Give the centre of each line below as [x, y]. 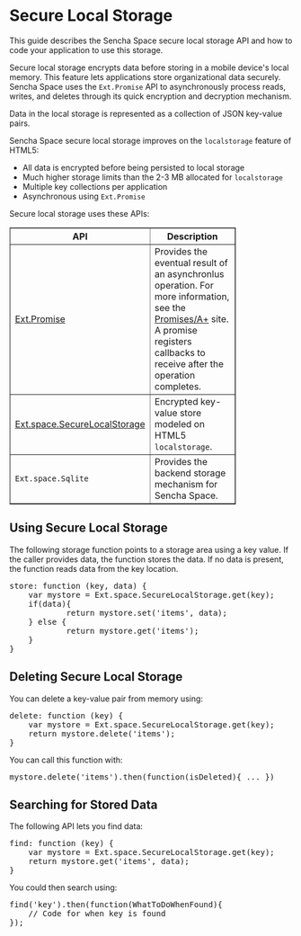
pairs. [20, 123]
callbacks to [180, 352]
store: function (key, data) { [78, 586]
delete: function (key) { [66, 715]
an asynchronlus [189, 273]
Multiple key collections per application [95, 186]
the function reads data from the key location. [94, 568]
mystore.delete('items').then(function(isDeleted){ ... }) [142, 777]
